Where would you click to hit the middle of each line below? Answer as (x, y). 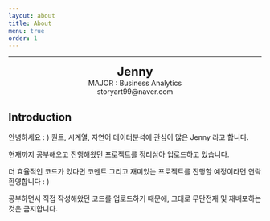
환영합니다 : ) (29, 182)
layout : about (32, 16)
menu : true (27, 31)
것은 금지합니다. (33, 209)
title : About (30, 23)
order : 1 (23, 38)
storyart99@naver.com (135, 92)
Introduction (40, 117)
